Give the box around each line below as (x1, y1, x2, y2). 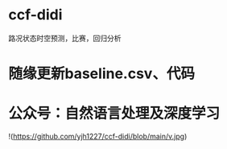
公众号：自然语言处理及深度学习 (8, 105, 221, 122)
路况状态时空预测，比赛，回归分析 (8, 33, 122, 43)
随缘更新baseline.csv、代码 (8, 64, 196, 83)
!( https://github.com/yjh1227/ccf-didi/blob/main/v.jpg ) (8, 131, 188, 142)
